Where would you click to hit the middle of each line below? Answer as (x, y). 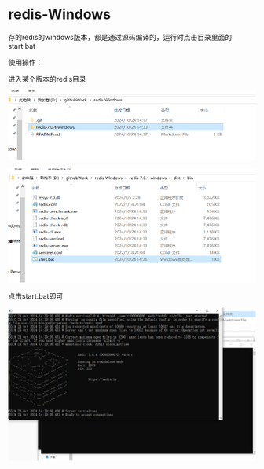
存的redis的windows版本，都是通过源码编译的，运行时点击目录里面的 (120, 37)
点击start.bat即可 (36, 295)
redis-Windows (60, 15)
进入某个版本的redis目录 (47, 79)
